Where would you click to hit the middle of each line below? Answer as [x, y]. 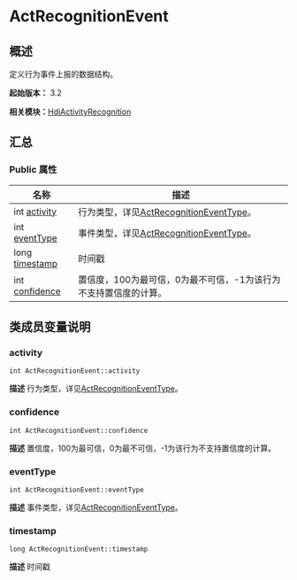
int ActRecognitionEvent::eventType [76, 490]
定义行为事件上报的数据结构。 [63, 74]
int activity [35, 212]
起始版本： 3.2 [35, 93]
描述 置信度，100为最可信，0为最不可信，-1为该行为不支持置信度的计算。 [143, 448]
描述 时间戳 [30, 567]
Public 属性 [33, 170]
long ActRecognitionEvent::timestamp [79, 549]
